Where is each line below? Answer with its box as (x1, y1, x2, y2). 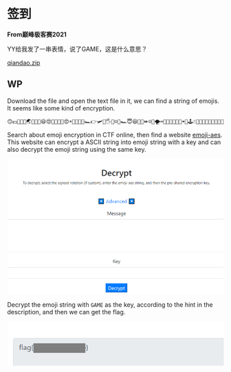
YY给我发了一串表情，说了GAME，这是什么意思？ (7, 45, 148, 53)
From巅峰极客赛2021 (7, 30, 67, 38)
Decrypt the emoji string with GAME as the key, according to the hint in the (7, 300, 213, 309)
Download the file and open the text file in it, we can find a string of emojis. (7, 97, 220, 105)
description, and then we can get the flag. (7, 307, 126, 316)
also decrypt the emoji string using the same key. (7, 145, 146, 153)
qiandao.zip (7, 58, 41, 67)
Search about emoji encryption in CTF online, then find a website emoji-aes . (7, 130, 223, 139)
